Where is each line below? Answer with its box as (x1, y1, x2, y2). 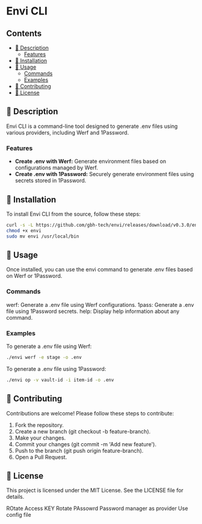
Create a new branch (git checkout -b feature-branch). (14, 428, 151, 435)
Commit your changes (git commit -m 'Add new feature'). (14, 440, 157, 447)
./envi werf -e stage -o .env (6, 354, 82, 360)
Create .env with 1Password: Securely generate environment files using (14, 171, 194, 178)
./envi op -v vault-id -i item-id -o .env (6, 377, 114, 383)
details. (6, 493, 25, 500)
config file (6, 511, 31, 519)
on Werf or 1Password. (6, 273, 63, 280)
